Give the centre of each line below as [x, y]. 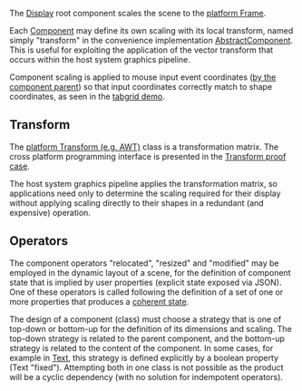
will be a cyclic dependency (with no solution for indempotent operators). [146, 376]
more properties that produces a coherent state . [99, 301]
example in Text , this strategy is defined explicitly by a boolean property [144, 357]
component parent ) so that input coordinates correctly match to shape [141, 87]
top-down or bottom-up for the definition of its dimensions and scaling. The [151, 328]
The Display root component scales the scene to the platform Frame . [138, 13]
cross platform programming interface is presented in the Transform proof [148, 156]
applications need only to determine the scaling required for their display [145, 193]
